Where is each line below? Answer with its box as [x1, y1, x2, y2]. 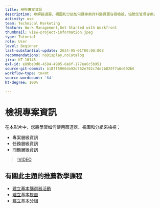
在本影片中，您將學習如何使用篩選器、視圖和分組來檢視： [5, 124, 121, 130]
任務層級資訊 [12, 140, 38, 146]
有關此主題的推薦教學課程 [5, 172, 82, 180]
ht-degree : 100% [5, 80, 38, 85]
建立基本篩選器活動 [12, 185, 51, 191]
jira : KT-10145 [5, 57, 36, 62]
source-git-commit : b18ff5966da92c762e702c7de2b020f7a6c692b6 [5, 67, 135, 71]
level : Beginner [5, 44, 38, 48]
